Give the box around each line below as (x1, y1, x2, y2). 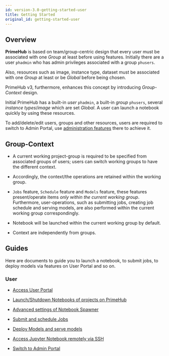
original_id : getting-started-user (5, 17, 80, 22)
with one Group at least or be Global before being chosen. (5, 75, 126, 81)
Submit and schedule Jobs (12, 316, 68, 322)
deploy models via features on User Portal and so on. (5, 263, 116, 269)
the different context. (12, 164, 57, 170)
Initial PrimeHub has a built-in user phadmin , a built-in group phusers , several (5, 99, 163, 106)
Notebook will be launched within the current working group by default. (12, 220, 161, 226)
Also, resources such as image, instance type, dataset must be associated (5, 69, 160, 76)
